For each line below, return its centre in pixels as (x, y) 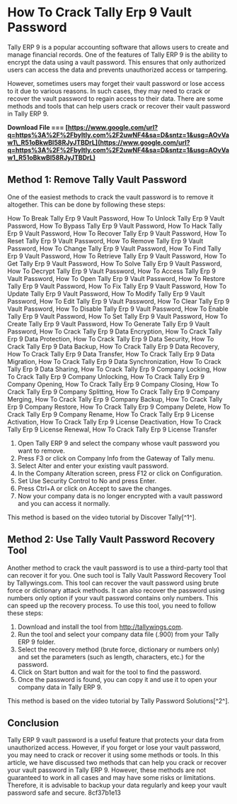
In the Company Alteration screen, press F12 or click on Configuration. (120, 473)
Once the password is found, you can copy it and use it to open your (117, 679)
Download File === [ (38, 127)
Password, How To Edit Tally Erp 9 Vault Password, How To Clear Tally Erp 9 (118, 301)
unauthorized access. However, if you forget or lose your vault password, (114, 748)
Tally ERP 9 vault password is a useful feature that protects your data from (116, 740)
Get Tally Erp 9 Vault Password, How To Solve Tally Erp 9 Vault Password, (115, 263)
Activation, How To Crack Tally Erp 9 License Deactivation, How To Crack (114, 422)
